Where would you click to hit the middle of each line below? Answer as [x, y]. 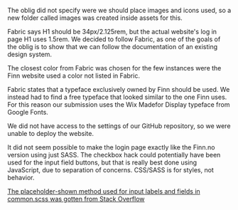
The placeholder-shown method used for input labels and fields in [104, 191]
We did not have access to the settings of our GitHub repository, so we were [119, 126]
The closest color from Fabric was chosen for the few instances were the [114, 68]
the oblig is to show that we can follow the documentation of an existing [113, 47]
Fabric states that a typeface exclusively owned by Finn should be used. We [119, 89]
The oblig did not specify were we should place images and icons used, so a [119, 10]
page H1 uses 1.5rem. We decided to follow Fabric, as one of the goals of [114, 39]
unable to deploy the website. [51, 133]
